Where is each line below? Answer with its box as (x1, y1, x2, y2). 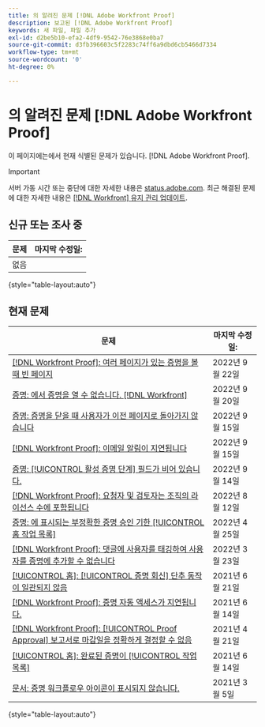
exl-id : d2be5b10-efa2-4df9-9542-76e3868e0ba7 (8, 33, 164, 42)
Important (8, 167, 40, 176)
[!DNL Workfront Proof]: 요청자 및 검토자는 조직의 (12, 491, 189, 502)
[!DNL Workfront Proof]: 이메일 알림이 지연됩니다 (12, 443, 188, 454)
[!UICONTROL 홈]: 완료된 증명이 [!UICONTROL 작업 (12, 650, 197, 661)
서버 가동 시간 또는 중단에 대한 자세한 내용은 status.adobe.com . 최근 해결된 (8, 183, 241, 192)
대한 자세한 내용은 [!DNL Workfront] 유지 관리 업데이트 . (16, 193, 188, 202)
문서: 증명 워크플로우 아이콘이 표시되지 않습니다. (12, 683, 180, 694)
